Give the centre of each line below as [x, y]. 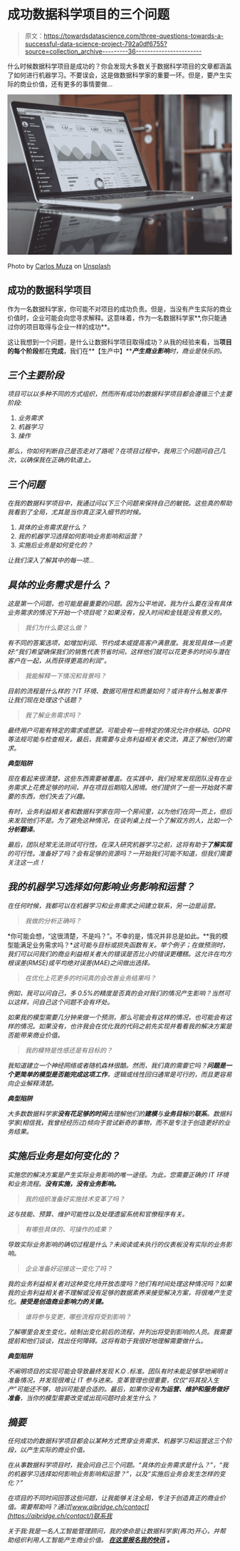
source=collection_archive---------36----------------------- [113, 51]
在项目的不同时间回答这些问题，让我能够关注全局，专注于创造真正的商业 [113, 1498]
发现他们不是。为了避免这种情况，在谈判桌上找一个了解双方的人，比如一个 [122, 820]
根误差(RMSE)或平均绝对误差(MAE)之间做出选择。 [81, 963]
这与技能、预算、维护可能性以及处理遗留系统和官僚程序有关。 [98, 1214]
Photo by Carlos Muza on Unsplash [59, 266]
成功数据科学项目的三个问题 [89, 15]
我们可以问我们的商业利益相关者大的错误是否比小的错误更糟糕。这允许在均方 [120, 953]
